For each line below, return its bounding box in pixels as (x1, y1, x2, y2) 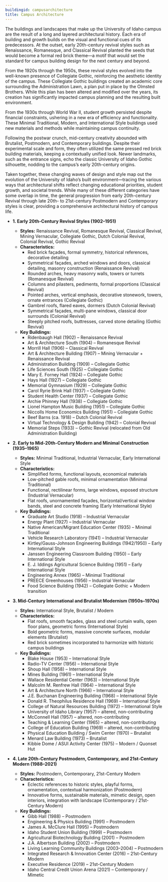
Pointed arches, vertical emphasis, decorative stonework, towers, (27, 292, 163, 298)
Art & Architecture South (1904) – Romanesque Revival (27, 339, 140, 346)
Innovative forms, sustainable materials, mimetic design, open (27, 792, 155, 798)
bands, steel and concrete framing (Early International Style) (27, 503, 152, 509)
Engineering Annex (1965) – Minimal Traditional (27, 572, 125, 578)
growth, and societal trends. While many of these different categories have (5, 187, 159, 193)
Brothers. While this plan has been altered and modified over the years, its (5, 89, 158, 95)
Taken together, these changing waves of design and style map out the (5, 171, 152, 177)
